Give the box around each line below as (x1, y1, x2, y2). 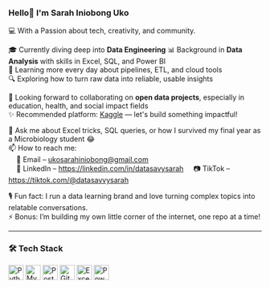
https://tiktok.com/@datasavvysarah (8, 176, 129, 185)
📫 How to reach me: (8, 144, 77, 153)
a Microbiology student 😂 (8, 134, 95, 144)
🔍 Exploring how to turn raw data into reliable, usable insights (8, 74, 214, 83)
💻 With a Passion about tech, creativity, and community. (8, 26, 196, 35)
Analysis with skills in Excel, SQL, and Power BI (8, 56, 166, 67)
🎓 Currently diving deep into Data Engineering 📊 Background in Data (8, 45, 243, 55)
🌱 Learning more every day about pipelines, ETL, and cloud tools (8, 65, 223, 75)
